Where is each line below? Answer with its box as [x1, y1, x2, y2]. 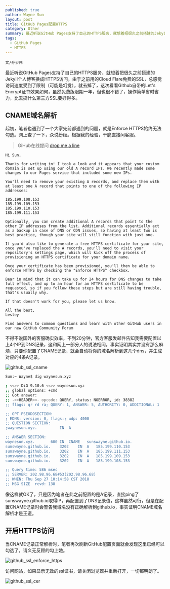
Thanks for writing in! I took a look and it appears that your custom [5, 162, 159, 167]
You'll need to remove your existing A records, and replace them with [5, 179, 159, 185]
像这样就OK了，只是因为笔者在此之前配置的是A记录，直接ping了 [5, 491, 139, 497]
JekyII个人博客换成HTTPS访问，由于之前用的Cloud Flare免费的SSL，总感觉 [5, 76, 162, 82]
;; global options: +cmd [5, 388, 58, 393]
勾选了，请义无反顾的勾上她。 [5, 547, 67, 553]
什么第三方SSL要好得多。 [27, 95, 80, 101]
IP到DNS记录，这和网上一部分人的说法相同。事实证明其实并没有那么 [17, 342, 159, 348]
